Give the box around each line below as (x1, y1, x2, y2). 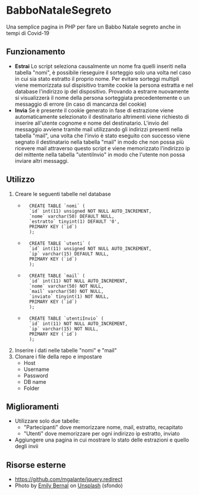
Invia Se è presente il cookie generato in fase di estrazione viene (14, 106, 174, 113)
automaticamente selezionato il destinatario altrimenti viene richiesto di (14, 113, 189, 120)
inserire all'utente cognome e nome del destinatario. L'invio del (14, 119, 169, 127)
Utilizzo (6, 175, 35, 185)
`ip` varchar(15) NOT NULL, (29, 326, 99, 332)
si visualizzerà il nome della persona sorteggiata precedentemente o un (14, 94, 190, 101)
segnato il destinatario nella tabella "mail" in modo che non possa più (14, 138, 184, 146)
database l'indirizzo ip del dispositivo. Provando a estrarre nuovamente (14, 87, 189, 95)
